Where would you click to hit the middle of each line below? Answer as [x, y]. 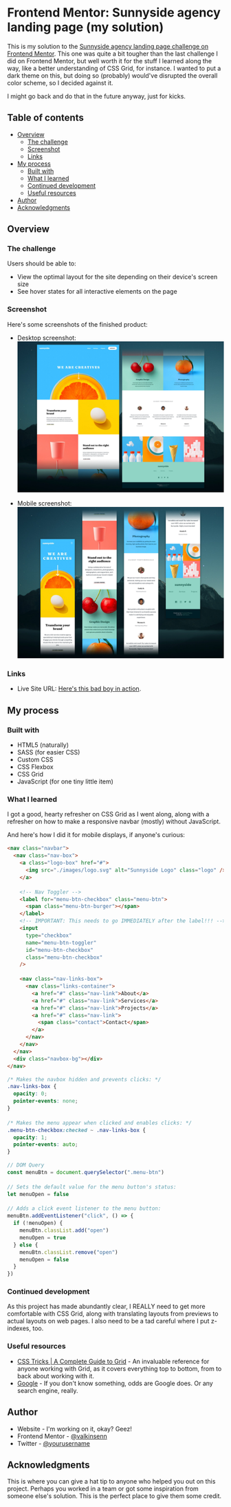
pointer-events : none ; [46, 1101]
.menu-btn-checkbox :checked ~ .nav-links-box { [77, 1130]
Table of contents [45, 118]
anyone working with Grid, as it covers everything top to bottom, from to [119, 1368]
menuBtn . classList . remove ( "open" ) [69, 1252]
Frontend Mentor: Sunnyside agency [114, 13]
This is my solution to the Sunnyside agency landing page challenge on [108, 46]
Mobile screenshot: [44, 503]
